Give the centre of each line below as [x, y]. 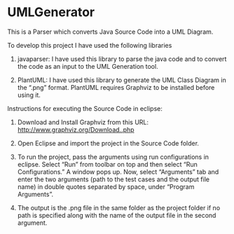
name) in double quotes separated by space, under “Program [106, 186]
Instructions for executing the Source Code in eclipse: [85, 108]
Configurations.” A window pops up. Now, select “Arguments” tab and [118, 171]
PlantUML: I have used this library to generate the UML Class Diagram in [122, 80]
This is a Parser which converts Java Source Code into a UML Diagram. [110, 32]
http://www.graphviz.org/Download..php [76, 129]
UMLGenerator [51, 12]
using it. [29, 95]
